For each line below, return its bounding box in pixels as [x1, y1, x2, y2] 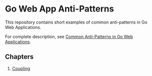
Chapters [5, 53, 34, 61]
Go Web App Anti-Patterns [5, 3, 114, 14]
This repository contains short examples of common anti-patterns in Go [5, 19, 148, 25]
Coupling [12, 65, 30, 71]
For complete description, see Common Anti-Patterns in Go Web [5, 34, 133, 39]
